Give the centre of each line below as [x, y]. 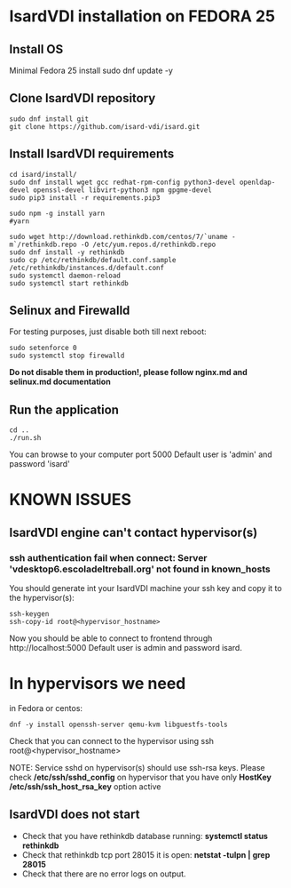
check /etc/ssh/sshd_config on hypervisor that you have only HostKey [141, 777]
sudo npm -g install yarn [57, 213]
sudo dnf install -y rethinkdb [67, 252]
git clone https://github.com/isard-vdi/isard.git [105, 126]
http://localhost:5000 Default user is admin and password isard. [126, 648]
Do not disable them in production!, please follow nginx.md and [129, 372]
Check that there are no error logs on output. [104, 874]
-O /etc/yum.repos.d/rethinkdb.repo [148, 244]
